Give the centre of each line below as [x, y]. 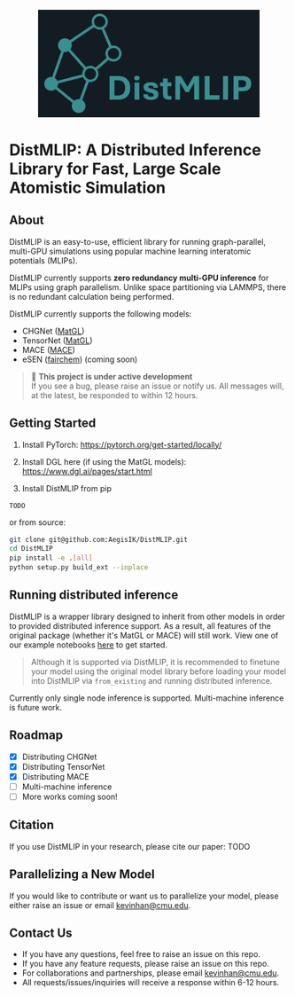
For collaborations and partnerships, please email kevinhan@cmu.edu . [151, 973]
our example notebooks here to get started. [89, 645]
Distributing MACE [56, 776]
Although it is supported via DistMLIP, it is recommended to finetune [155, 662]
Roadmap [36, 736]
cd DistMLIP [31, 549]
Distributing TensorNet [63, 766]
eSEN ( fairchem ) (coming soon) [80, 359]
